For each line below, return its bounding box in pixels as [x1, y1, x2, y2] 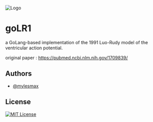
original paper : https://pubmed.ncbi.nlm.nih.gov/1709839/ [5, 54, 129, 60]
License [5, 98, 31, 106]
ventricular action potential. [5, 45, 63, 51]
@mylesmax [12, 83, 39, 89]
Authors [5, 69, 32, 78]
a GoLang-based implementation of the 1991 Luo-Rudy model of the [5, 39, 148, 45]
